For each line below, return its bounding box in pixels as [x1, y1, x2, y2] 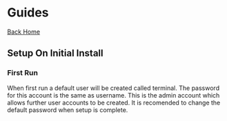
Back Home [7, 27, 40, 36]
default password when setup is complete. [7, 105, 128, 114]
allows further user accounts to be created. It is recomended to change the [7, 98, 221, 107]
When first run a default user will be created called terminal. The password [7, 84, 219, 92]
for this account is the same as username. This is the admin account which [7, 91, 220, 99]
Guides [7, 5, 50, 21]
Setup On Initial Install [7, 47, 103, 59]
